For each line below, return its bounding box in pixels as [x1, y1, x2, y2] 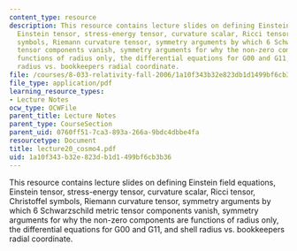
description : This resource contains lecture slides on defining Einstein [9, 21, 291, 30]
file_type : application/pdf [9, 79, 113, 87]
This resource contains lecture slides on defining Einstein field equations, [9, 177, 276, 187]
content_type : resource [9, 12, 97, 22]
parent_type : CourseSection [9, 120, 113, 129]
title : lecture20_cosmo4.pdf [9, 144, 117, 153]
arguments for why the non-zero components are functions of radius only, [9, 214, 279, 225]
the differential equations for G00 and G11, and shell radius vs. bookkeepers [9, 224, 286, 234]
